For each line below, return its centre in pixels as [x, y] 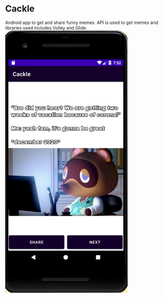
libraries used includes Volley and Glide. [46, 27]
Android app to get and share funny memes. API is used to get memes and [82, 22]
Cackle [20, 9]
